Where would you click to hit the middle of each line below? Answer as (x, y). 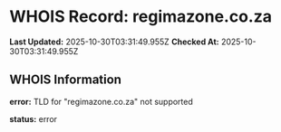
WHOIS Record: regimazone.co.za (140, 17)
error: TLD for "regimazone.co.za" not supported (101, 101)
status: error (33, 118)
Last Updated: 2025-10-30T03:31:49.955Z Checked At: (114, 42)
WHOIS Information (66, 80)
